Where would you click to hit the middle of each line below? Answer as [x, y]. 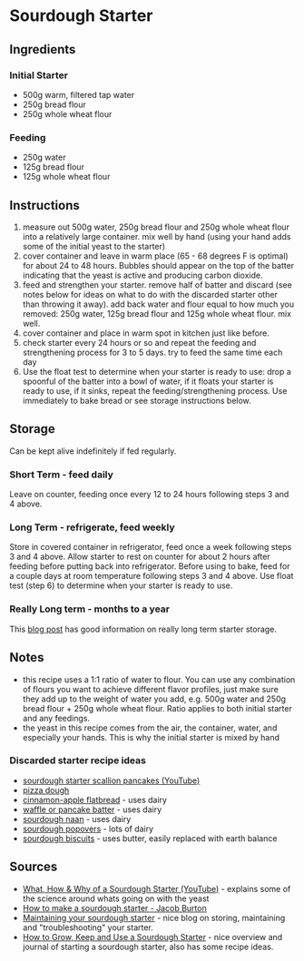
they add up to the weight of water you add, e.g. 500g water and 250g [154, 699]
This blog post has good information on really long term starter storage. [143, 629]
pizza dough [46, 789]
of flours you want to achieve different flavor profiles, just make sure [150, 689]
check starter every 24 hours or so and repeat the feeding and [139, 342]
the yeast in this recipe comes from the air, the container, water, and [150, 728]
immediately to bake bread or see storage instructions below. [137, 400]
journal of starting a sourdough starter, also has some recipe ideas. [148, 946]
